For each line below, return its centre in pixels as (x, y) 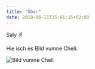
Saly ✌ (14, 34)
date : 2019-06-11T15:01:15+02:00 (48, 17)
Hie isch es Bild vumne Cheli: (42, 48)
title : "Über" (24, 12)
